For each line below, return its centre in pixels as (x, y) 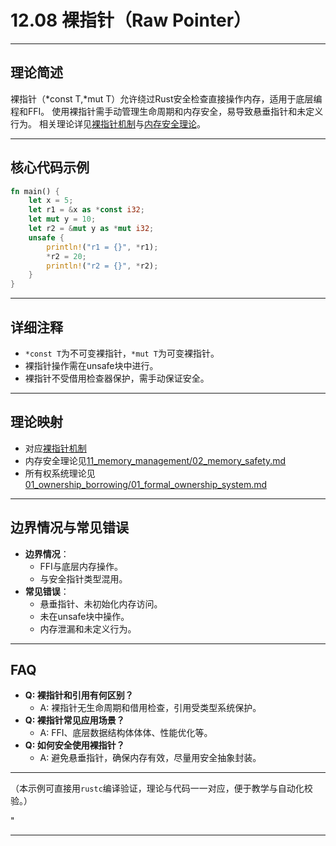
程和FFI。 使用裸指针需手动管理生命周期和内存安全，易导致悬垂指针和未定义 (167, 111)
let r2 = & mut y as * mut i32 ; (91, 229)
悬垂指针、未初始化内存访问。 (101, 603)
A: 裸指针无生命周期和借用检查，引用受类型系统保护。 (150, 708)
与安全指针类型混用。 (83, 578)
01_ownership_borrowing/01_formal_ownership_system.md (146, 484)
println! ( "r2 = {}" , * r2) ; (102, 266)
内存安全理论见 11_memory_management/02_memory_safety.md (155, 460)
